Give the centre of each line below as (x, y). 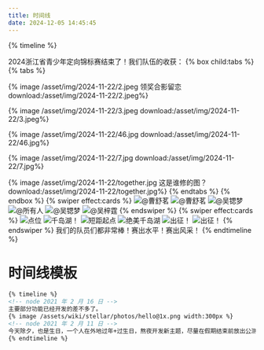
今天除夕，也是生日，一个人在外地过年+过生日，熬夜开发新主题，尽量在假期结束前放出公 (130, 331)
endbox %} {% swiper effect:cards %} (70, 201)
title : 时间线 (29, 15)
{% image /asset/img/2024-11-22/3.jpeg (73, 110)
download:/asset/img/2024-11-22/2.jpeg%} (79, 95)
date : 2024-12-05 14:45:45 (52, 23)
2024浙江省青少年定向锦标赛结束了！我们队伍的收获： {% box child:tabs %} (131, 61)
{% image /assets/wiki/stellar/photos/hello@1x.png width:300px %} (121, 317)
